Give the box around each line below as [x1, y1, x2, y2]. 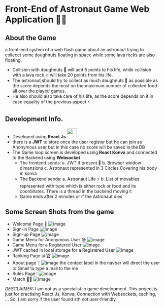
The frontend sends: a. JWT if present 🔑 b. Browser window [19, 159, 141, 166]
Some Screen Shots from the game [5, 208, 114, 216]
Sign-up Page [12, 231, 40, 237]
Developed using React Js [12, 133, 66, 139]
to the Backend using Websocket [12, 154, 80, 160]
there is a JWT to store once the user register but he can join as [12, 139, 142, 145]
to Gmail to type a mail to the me [12, 265, 78, 271]
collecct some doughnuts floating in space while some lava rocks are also [5, 52, 155, 58]
